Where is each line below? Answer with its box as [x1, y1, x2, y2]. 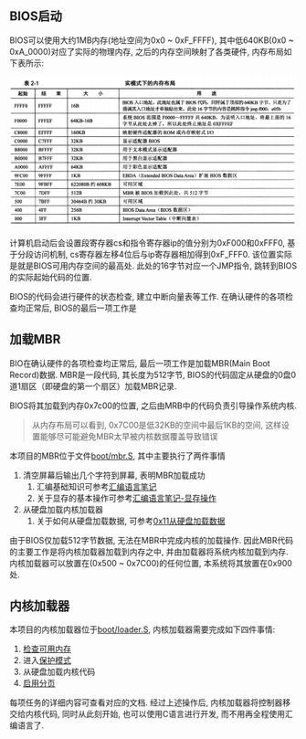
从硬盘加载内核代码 [22, 666, 96, 678]
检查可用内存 [22, 643, 71, 655]
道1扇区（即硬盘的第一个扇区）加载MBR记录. [9, 380, 177, 391]
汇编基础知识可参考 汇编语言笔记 [36, 480, 157, 491]
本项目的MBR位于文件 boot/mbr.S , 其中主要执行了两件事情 [9, 450, 227, 461]
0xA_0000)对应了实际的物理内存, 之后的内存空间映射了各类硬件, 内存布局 [9, 46, 285, 57]
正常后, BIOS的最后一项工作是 [25, 302, 137, 313]
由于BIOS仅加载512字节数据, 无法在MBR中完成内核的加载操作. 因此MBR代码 [9, 534, 294, 545]
